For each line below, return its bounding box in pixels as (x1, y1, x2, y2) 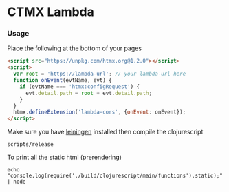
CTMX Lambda (7, 4, 94, 20)
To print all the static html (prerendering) (7, 153, 122, 162)
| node (7, 178, 26, 186)
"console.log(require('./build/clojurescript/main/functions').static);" (7, 173, 223, 180)
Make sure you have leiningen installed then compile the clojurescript (7, 128, 204, 136)
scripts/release (7, 141, 54, 148)
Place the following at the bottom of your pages (7, 44, 142, 52)
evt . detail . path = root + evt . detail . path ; (25, 89, 153, 96)
